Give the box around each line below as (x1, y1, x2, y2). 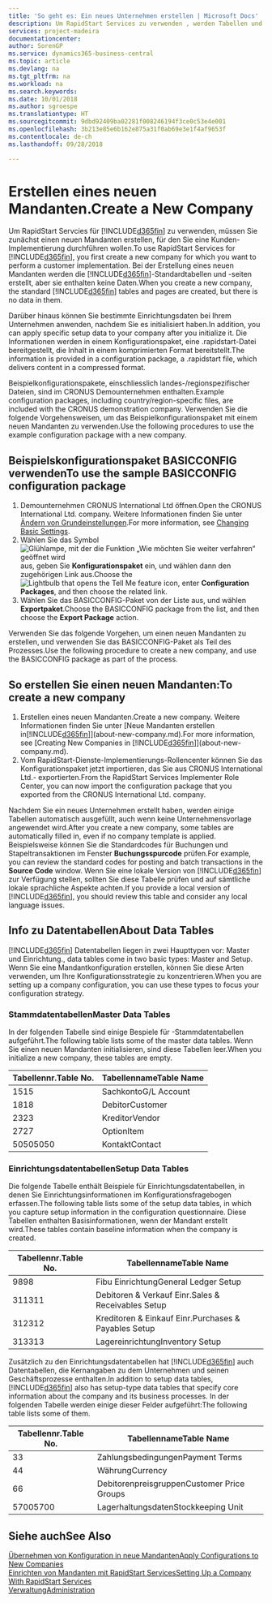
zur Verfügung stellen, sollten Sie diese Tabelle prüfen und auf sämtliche (8, 874, 251, 885)
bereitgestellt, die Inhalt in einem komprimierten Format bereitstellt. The (8, 346, 245, 356)
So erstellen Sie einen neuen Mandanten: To (8, 678, 233, 692)
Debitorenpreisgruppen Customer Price (96, 1478, 245, 1489)
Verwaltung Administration (8, 1585, 96, 1595)
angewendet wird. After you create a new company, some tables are (8, 823, 235, 833)
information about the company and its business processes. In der (8, 1391, 229, 1401)
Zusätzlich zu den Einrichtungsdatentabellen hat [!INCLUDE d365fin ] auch (8, 1357, 254, 1367)
